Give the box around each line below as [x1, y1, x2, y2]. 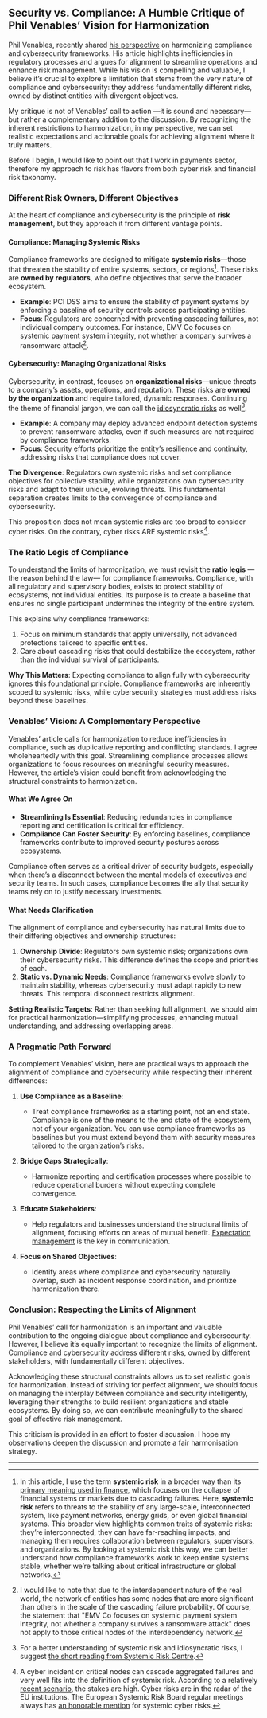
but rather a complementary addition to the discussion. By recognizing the [8, 115, 252, 124]
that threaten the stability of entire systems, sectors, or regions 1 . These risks [8, 263, 259, 274]
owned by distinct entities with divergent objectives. [8, 91, 179, 100]
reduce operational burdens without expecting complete [31, 1180, 216, 1190]
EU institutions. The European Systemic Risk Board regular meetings [19, 1692, 244, 1701]
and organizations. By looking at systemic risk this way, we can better [19, 1544, 249, 1554]
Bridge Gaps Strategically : [19, 1156, 109, 1166]
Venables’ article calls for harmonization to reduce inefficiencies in [8, 734, 226, 743]
